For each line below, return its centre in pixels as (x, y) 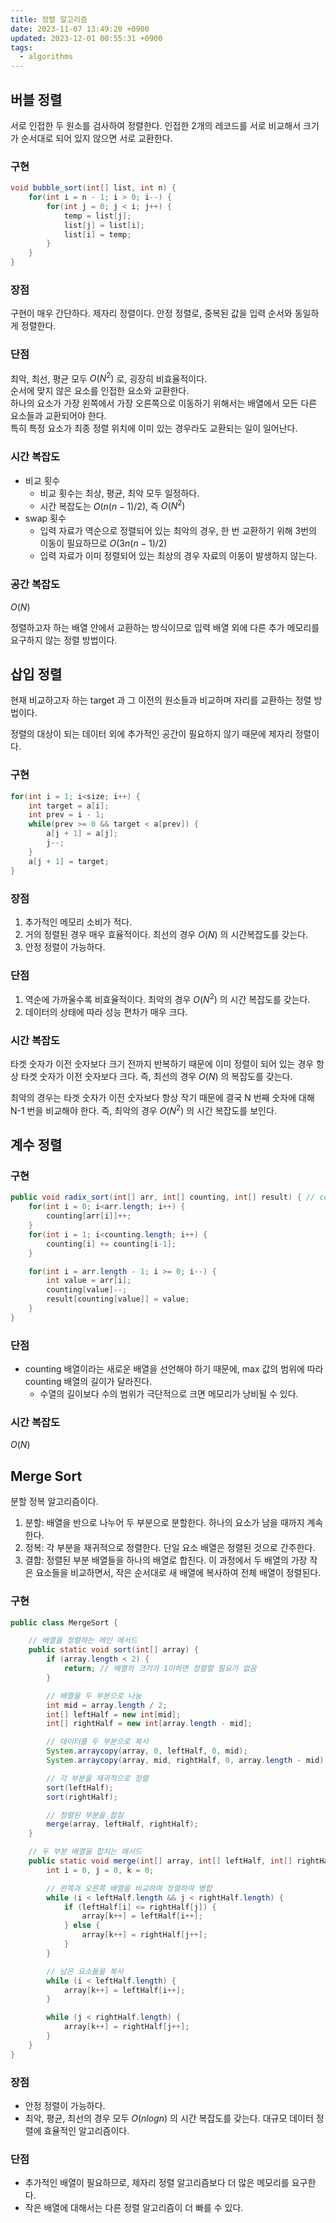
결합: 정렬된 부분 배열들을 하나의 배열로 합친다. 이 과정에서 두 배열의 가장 (166, 1560)
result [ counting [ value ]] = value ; (118, 1299)
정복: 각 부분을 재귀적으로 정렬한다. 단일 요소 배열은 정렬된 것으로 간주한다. (170, 1548)
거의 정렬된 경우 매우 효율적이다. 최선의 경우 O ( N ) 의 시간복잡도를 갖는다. (166, 934)
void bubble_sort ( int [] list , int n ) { (93, 188)
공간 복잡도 (35, 584)
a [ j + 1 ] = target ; (69, 861)
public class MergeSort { (64, 1622)
